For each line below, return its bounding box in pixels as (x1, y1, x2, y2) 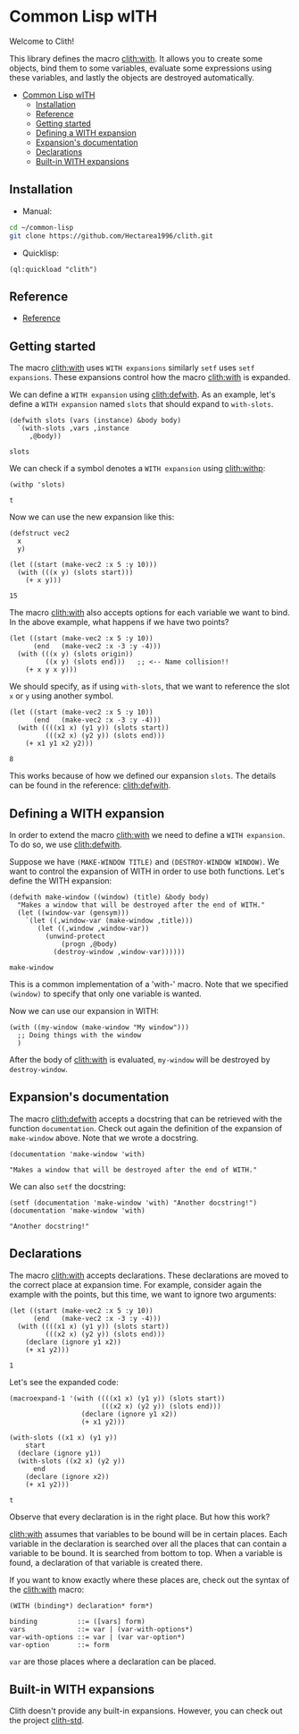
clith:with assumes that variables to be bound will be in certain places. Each (9, 1528, 287, 1539)
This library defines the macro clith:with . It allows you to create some (9, 53, 263, 63)
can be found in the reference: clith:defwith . (9, 780, 171, 791)
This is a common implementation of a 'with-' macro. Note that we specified (9, 978, 288, 989)
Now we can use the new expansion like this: (9, 512, 175, 522)
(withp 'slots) (9, 480, 66, 489)
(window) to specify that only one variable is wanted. (9, 988, 203, 999)
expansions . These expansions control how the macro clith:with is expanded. (9, 372, 291, 383)
